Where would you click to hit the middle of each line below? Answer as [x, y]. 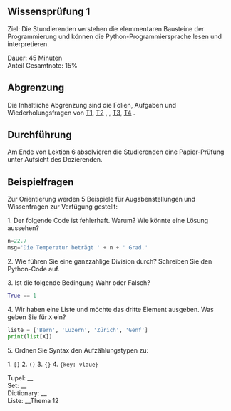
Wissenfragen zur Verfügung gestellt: [62, 207]
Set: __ [17, 385]
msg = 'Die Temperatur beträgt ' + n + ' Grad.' [78, 248]
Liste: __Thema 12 [33, 400]
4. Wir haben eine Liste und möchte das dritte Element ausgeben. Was [111, 309]
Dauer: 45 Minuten [35, 58]
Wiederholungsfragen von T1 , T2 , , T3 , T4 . [71, 113]
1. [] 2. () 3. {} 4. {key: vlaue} [53, 364]
